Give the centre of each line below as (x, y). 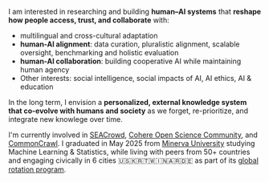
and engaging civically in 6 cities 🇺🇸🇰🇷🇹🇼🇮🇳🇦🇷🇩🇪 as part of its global (134, 160)
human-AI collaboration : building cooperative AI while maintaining (130, 61)
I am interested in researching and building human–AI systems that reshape (135, 12)
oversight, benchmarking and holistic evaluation (99, 53)
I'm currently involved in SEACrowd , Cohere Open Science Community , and (133, 135)
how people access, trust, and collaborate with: (89, 20)
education (37, 87)
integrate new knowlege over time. (65, 119)
